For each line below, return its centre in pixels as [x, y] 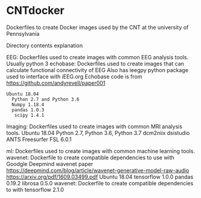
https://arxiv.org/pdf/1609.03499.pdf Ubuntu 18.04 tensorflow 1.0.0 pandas [100, 177]
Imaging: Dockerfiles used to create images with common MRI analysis [94, 126]
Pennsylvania [23, 33]
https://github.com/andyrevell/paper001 [56, 83]
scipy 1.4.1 [29, 115]
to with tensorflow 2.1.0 [35, 190]
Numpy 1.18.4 [28, 104]
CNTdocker [35, 11]
